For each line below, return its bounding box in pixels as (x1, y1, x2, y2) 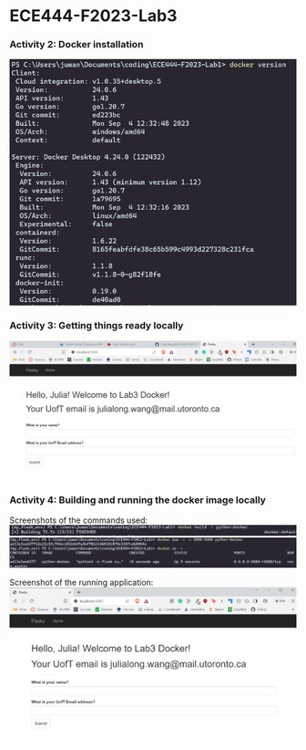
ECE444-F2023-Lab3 (9, 5, 178, 26)
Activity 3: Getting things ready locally (9, 319, 184, 332)
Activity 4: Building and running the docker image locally (9, 494, 267, 506)
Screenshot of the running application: (9, 577, 154, 588)
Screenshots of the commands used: (9, 515, 148, 526)
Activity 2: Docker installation (9, 38, 144, 51)
